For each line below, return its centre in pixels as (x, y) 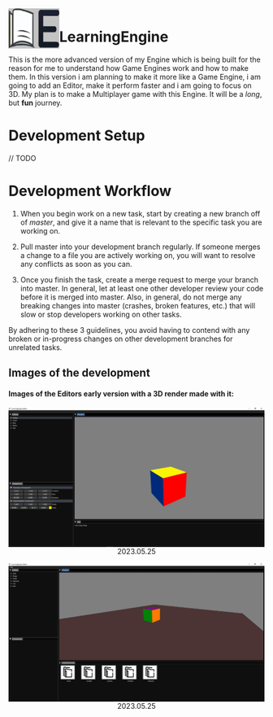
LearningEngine (114, 37)
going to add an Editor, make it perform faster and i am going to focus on (130, 85)
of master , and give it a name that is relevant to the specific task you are (141, 222)
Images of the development (79, 373)
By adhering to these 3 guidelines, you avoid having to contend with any (129, 330)
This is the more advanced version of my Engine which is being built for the (135, 59)
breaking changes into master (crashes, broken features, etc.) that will (138, 305)
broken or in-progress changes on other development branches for (121, 339)
